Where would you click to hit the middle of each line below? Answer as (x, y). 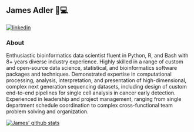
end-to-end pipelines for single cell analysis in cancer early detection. (91, 93)
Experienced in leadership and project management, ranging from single (94, 99)
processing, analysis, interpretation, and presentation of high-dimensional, (96, 80)
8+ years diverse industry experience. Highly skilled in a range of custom (95, 62)
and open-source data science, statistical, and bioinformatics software (92, 68)
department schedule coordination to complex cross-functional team (90, 106)
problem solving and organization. (48, 111)
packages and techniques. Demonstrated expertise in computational (89, 74)
